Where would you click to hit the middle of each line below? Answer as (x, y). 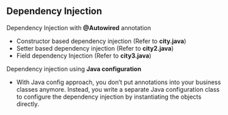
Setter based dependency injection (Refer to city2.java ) (95, 48)
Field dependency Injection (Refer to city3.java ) (84, 55)
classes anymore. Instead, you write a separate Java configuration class (118, 89)
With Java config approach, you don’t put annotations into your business (118, 82)
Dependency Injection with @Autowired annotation (79, 27)
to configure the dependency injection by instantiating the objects (109, 97)
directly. (28, 104)
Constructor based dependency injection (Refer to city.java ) (101, 41)
